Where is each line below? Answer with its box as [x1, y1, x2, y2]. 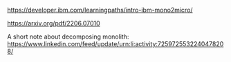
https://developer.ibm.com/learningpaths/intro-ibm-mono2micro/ [7, 6, 193, 14]
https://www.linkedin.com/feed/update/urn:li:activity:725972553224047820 [7, 40, 224, 48]
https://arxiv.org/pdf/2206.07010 [7, 19, 100, 27]
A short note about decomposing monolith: [7, 32, 129, 41]
